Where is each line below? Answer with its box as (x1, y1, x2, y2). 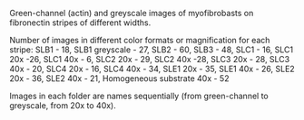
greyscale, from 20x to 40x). (9, 100, 116, 111)
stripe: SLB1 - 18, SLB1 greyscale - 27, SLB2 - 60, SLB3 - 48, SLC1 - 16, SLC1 (9, 44, 294, 55)
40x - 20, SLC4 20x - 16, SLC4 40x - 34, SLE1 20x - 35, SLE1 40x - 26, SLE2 (9, 63, 295, 74)
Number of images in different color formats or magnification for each (9, 35, 270, 45)
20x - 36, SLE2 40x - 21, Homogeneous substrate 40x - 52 (9, 73, 230, 84)
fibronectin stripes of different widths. (9, 17, 152, 28)
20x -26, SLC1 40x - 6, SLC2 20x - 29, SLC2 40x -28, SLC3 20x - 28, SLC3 (9, 54, 290, 64)
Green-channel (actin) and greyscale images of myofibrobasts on (9, 8, 254, 18)
